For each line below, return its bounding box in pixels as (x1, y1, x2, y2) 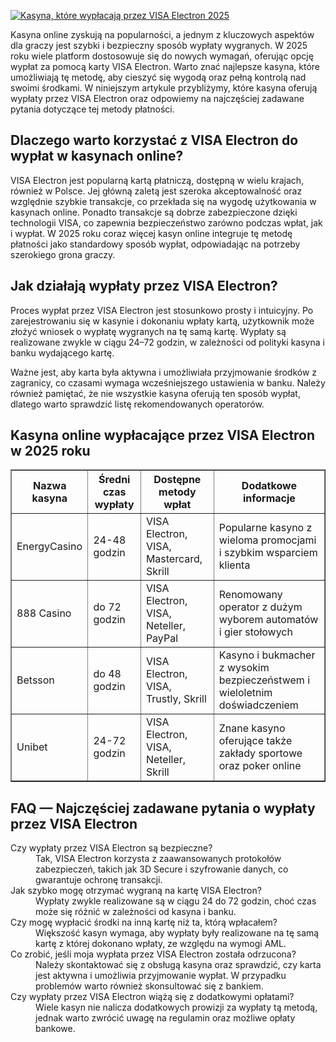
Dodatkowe (241, 479, 297, 493)
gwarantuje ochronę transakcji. (35, 874, 163, 886)
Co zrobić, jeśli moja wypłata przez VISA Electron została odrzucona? (10, 948, 297, 960)
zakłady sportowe (218, 746, 303, 760)
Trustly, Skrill (145, 692, 207, 706)
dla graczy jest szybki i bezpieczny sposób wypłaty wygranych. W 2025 (10, 40, 308, 51)
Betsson (16, 673, 55, 687)
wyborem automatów (218, 613, 319, 627)
